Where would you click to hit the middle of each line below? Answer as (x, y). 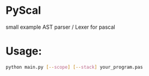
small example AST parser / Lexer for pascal (60, 27)
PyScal (23, 10)
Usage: (24, 51)
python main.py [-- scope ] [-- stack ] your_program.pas (74, 67)
